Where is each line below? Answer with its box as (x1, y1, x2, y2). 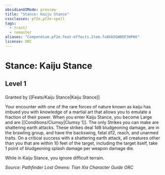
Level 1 (5, 79, 27, 88)
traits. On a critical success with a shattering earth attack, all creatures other (5, 135, 160, 141)
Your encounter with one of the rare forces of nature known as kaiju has (5, 104, 151, 110)
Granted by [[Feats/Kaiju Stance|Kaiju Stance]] (5, 94, 100, 100)
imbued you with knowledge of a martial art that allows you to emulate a (5, 109, 151, 115)
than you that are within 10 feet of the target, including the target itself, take (5, 140, 158, 146)
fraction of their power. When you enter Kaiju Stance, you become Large (5, 114, 152, 120)
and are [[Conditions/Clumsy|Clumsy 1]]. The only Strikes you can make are (5, 120, 159, 125)
